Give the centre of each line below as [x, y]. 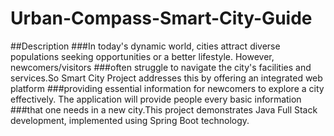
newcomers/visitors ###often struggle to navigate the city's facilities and [161, 67]
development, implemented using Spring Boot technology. [130, 120]
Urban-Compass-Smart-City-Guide [161, 18]
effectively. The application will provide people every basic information [156, 99]
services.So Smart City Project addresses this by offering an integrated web [166, 78]
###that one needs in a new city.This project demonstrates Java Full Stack [164, 109]
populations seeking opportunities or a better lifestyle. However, [142, 56]
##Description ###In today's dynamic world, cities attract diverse [145, 46]
